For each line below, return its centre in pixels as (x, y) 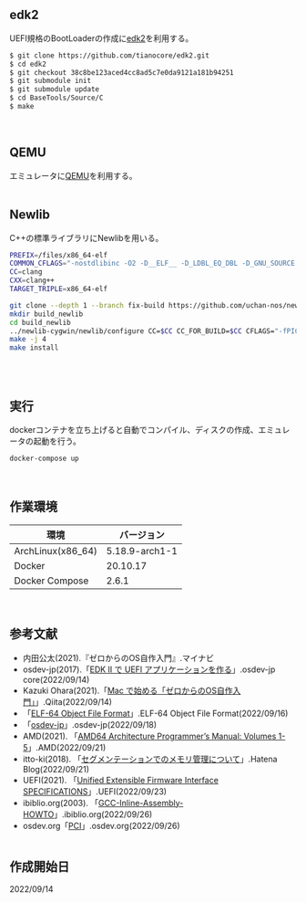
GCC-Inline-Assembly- (141, 803)
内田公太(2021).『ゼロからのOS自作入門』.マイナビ (118, 657)
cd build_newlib (40, 322)
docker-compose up (44, 458)
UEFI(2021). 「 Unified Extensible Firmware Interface (120, 780)
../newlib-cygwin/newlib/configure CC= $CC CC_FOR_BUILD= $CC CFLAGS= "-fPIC (154, 331)
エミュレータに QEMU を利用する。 (73, 175)
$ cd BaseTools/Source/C (56, 98)
